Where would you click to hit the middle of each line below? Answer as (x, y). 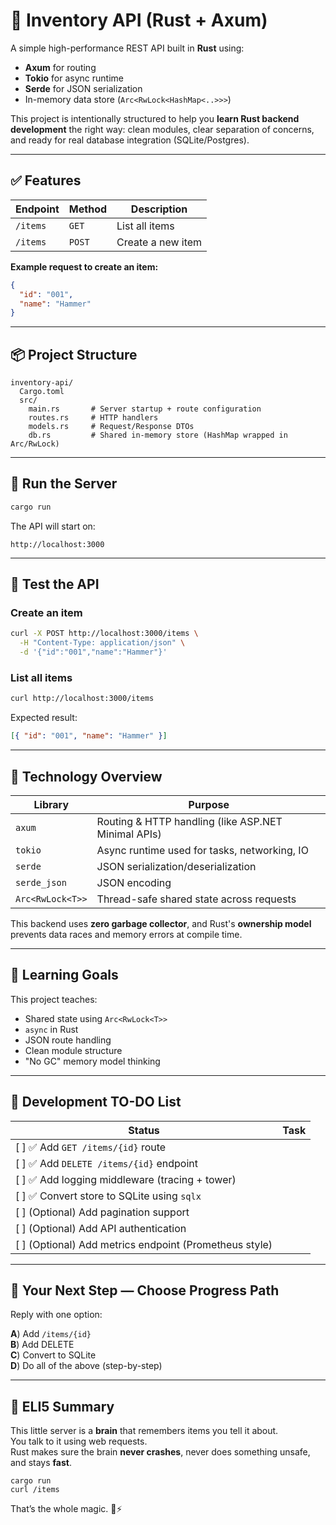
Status (144, 1130)
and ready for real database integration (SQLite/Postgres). (130, 140)
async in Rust (51, 1029)
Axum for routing (60, 67)
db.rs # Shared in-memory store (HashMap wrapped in (158, 435)
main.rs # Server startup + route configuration (145, 409)
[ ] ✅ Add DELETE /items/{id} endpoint (107, 1163)
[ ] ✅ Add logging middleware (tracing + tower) (126, 1179)
